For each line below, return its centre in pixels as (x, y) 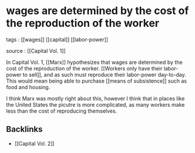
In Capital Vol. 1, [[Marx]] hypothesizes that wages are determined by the (95, 62)
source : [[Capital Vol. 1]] (36, 50)
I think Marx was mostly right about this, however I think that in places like (95, 98)
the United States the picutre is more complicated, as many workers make (95, 104)
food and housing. (28, 87)
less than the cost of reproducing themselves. (62, 111)
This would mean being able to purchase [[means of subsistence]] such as (96, 81)
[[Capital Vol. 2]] (34, 143)
